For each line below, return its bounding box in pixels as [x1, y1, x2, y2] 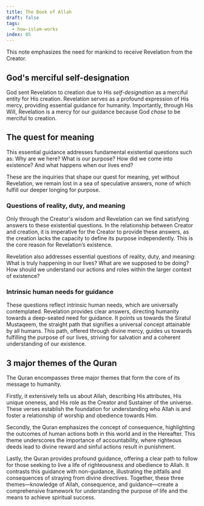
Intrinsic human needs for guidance [6, 287, 114, 296]
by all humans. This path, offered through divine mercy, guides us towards [6, 327, 192, 335]
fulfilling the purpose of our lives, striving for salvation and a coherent [6, 333, 181, 341]
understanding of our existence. [6, 340, 87, 347]
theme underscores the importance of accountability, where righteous [6, 437, 182, 444]
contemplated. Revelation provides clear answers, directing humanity [6, 308, 180, 315]
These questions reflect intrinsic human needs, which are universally [6, 301, 178, 308]
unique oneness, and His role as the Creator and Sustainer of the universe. [6, 399, 193, 406]
